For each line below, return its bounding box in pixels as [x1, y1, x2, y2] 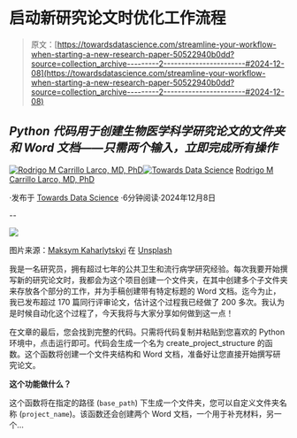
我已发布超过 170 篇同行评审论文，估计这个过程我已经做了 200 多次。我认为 [9, 296, 286, 307]
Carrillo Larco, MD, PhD [9, 173, 95, 184]
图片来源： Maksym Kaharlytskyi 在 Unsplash [9, 244, 172, 255]
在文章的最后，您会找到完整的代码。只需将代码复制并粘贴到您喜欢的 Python [9, 327, 286, 337]
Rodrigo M [235, 165, 274, 175]
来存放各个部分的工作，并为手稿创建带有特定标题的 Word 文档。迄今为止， [9, 285, 281, 296]
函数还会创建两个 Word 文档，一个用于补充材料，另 [88, 408, 275, 419]
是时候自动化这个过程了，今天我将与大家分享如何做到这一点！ [9, 307, 234, 319]
